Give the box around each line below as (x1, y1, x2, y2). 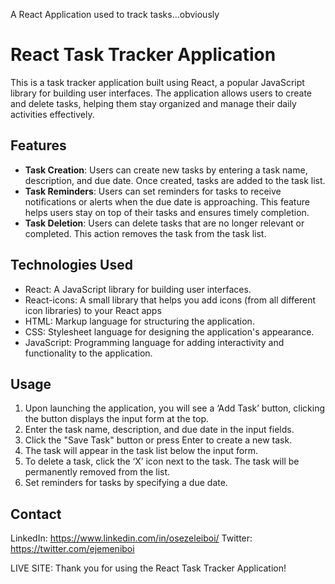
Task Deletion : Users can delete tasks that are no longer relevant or (24, 217, 305, 229)
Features (10, 137, 67, 154)
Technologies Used (10, 257, 133, 274)
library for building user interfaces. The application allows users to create (10, 87, 313, 99)
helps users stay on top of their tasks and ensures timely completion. (24, 206, 310, 218)
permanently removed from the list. (24, 466, 171, 478)
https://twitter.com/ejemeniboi (10, 543, 135, 555)
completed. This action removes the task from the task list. (24, 227, 267, 239)
